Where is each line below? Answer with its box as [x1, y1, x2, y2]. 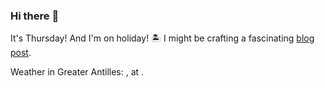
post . [10, 47, 32, 59]
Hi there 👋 [10, 9, 60, 23]
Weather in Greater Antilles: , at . [10, 66, 145, 78]
